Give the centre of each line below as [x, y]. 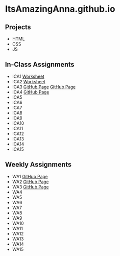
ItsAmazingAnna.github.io [60, 9]
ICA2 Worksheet [29, 81]
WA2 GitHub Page [30, 182]
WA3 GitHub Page [30, 186]
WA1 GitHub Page [30, 176]
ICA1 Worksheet [28, 76]
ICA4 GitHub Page [31, 92]
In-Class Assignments [40, 65]
